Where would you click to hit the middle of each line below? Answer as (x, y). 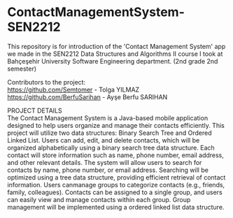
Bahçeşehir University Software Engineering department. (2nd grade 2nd (113, 61)
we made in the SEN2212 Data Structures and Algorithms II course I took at (115, 54)
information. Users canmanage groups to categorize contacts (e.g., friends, (116, 184)
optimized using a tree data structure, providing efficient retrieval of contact (116, 177)
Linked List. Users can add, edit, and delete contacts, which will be (104, 140)
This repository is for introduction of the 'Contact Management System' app (116, 46)
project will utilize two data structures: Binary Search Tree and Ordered (110, 133)
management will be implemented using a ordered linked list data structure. (116, 207)
